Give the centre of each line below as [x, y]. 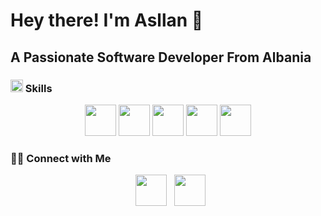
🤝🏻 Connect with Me [61, 158]
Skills [38, 88]
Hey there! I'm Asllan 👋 [107, 20]
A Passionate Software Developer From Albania [161, 57]
